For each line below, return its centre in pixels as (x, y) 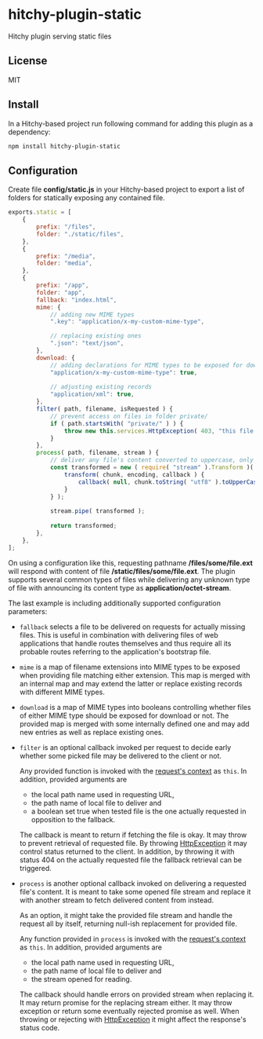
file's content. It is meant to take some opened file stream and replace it (135, 891)
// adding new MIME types (92, 315)
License (28, 61)
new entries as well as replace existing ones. (92, 732)
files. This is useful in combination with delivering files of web (119, 635)
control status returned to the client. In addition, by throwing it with (127, 851)
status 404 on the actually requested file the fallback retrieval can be (131, 860)
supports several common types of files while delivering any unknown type (129, 580)
